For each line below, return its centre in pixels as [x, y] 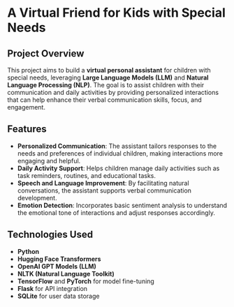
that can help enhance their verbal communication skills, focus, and [105, 100]
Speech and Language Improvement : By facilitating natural [103, 183]
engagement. [26, 107]
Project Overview [46, 53]
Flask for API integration [52, 288]
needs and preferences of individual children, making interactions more [120, 153]
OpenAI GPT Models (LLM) [57, 266]
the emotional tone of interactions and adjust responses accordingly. [116, 212]
